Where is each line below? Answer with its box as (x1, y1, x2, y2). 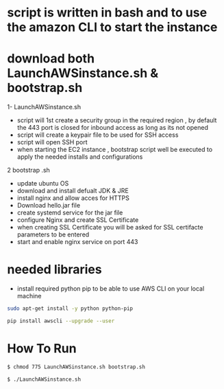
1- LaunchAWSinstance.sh (7, 103, 82, 111)
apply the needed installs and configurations (16, 153, 143, 161)
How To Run (7, 341, 77, 356)
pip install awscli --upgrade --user (7, 318, 115, 324)
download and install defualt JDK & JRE (16, 187, 129, 195)
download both (7, 51, 95, 67)
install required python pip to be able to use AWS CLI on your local (16, 285, 205, 293)
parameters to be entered (16, 230, 90, 238)
